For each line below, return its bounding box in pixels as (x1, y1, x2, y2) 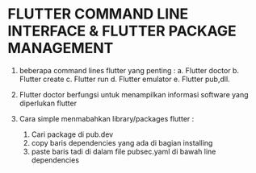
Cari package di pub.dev (31, 130, 114, 139)
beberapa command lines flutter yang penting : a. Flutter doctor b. (19, 65, 240, 75)
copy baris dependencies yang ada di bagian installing (31, 138, 213, 147)
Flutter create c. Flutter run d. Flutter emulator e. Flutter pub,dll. (19, 74, 231, 84)
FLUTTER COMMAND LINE (7, 5, 189, 23)
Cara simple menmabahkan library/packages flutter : (19, 113, 195, 123)
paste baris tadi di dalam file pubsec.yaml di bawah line (31, 146, 216, 156)
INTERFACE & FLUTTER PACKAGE (7, 22, 237, 40)
